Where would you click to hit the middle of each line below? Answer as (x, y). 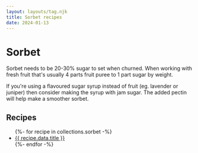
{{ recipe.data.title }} (40, 138)
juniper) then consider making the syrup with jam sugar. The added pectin (96, 93)
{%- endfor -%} (34, 144)
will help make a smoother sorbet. (47, 99)
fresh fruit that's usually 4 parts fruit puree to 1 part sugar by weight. (90, 75)
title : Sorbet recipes (34, 17)
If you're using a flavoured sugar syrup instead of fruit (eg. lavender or (92, 86)
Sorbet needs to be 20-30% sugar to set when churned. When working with (99, 68)
